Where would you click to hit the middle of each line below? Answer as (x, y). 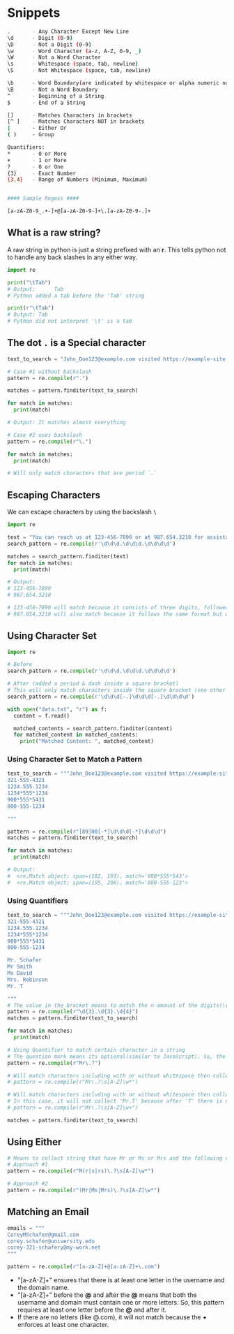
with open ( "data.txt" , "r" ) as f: (57, 709)
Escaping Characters (54, 495)
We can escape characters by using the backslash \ (82, 512)
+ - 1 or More (37, 160)
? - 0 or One (36, 167)
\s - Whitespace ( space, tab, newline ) (73, 64)
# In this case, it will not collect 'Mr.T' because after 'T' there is (115, 1101)
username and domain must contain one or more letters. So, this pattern (121, 1303)
